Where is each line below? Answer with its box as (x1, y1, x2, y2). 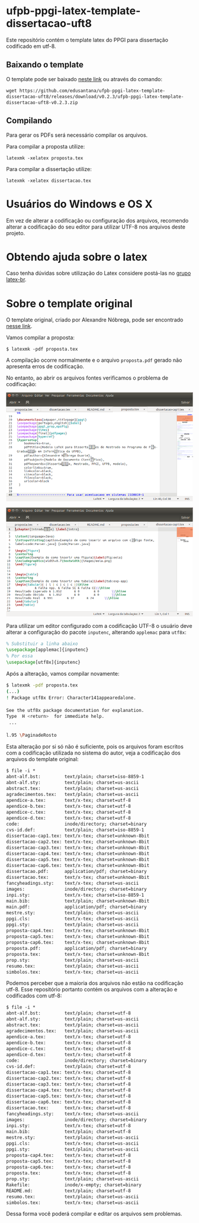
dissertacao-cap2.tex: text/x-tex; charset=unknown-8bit (6, 839, 150, 845)
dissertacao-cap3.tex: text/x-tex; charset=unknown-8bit (6, 845, 150, 850)
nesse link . (6, 323, 33, 330)
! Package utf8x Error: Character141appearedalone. (6, 695, 136, 701)
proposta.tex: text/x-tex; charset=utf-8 (6, 1170, 131, 1176)
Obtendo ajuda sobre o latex (6, 250, 148, 264)
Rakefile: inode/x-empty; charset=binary (6, 1182, 142, 1188)
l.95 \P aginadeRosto (6, 733, 57, 739)
